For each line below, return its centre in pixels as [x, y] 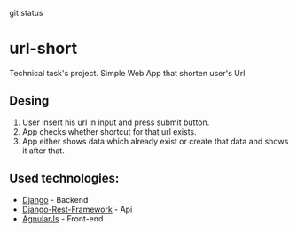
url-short [43, 49]
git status [26, 13]
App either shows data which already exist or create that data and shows [155, 141]
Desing [29, 101]
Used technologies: [64, 179]
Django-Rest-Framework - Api [77, 209]
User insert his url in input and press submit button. [116, 122]
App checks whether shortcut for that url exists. [109, 131]
